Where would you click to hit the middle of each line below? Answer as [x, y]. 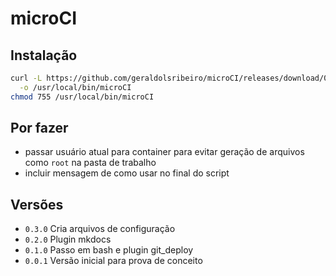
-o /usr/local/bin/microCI [75, 87]
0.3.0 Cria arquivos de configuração [100, 229]
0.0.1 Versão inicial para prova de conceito [113, 261]
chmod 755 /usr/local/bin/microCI [82, 97]
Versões [37, 204]
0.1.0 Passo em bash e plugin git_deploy [109, 250]
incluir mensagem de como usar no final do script [127, 173]
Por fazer [39, 128]
